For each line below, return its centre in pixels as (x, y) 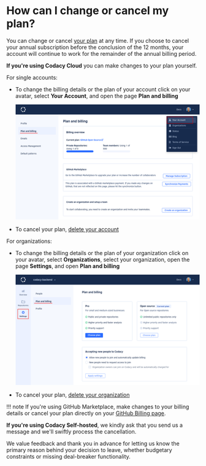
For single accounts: (32, 77)
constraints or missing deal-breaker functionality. (68, 456)
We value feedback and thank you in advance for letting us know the (93, 443)
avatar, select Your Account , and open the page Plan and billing (97, 96)
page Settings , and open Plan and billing (67, 266)
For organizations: (29, 241)
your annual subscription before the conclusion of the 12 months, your (95, 47)
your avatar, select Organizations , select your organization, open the (102, 260)
